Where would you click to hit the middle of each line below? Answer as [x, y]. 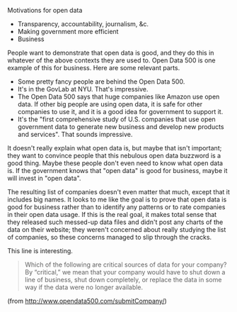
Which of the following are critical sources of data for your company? [126, 264]
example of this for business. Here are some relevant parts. [94, 68]
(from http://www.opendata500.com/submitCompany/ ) [87, 301]
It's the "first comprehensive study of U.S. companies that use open [116, 119]
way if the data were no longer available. [84, 287]
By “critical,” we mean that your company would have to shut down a [125, 272]
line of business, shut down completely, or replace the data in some [123, 280]
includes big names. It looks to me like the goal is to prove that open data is [117, 199]
